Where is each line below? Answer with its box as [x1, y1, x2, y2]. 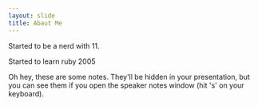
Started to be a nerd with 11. [8, 41, 100, 50]
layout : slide [8, 11, 56, 20]
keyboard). [8, 88, 44, 98]
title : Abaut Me [8, 19, 62, 27]
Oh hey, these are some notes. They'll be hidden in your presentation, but [8, 72, 250, 81]
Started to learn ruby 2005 [8, 57, 96, 66]
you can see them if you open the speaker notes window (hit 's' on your [8, 80, 245, 90]
